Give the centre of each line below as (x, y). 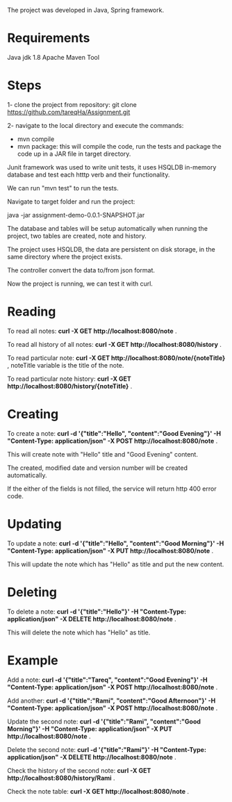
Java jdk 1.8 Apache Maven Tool (53, 57)
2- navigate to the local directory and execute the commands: (96, 125)
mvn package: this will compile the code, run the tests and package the (119, 146)
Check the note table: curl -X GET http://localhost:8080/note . (98, 791)
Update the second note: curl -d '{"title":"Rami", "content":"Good (104, 721)
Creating (33, 414)
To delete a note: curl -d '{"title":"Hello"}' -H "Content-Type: (97, 612)
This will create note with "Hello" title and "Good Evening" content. (102, 454)
